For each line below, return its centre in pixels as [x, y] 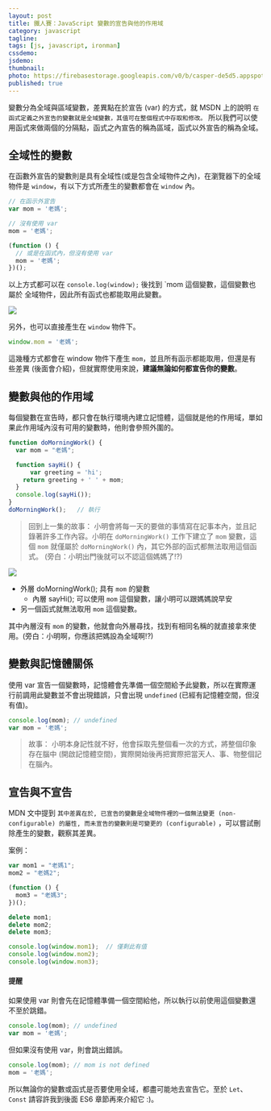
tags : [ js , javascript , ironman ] [65, 46]
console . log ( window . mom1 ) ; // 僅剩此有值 [78, 947]
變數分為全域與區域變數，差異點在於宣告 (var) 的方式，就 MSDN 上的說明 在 [134, 107]
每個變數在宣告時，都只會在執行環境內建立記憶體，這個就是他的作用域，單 [132, 417]
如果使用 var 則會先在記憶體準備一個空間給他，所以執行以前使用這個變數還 [132, 1001]
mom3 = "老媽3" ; [42, 895]
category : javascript [45, 31]
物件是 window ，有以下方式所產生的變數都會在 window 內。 [104, 186]
